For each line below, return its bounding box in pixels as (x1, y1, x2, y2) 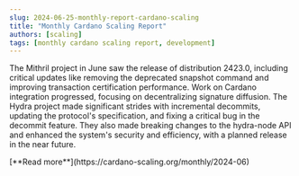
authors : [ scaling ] (9, 30, 83, 39)
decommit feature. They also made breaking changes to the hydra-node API (9, 120, 292, 131)
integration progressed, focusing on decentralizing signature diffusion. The (9, 92, 288, 102)
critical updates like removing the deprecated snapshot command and (9, 73, 269, 84)
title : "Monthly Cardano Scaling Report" (9, 22, 168, 31)
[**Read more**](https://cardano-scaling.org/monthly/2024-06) (9, 156, 250, 167)
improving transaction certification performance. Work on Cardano (9, 82, 257, 92)
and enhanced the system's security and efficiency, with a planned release (9, 129, 288, 140)
